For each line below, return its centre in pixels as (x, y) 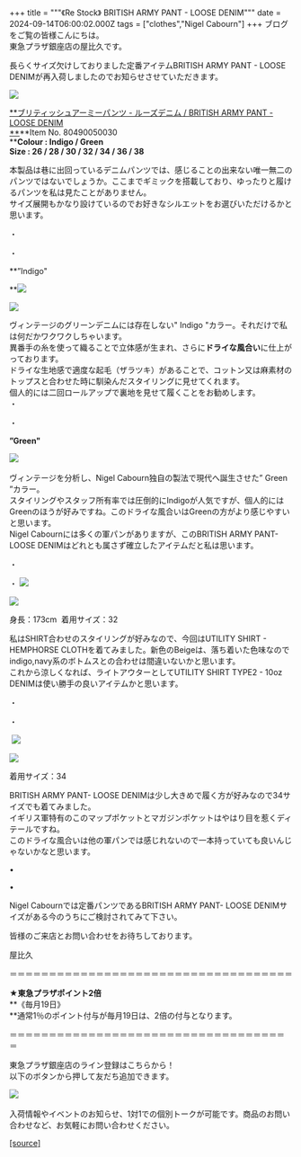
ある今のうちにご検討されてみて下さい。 (107, 917)
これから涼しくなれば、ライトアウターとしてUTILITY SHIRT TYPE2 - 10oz (146, 672)
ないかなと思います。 (56, 851)
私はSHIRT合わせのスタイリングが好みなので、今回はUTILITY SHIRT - (138, 638)
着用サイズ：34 (38, 776)
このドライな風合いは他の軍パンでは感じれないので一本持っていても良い (143, 840)
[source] (25, 1143)
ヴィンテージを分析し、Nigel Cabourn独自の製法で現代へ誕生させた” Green (149, 478)
